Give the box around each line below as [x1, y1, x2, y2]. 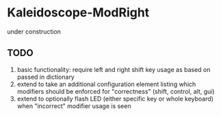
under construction [7, 27, 62, 36]
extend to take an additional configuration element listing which [16, 80, 196, 88]
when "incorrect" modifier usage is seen [16, 101, 131, 110]
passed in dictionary [16, 73, 75, 81]
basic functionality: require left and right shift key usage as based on [16, 65, 211, 73]
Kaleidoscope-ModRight [7, 5, 150, 21]
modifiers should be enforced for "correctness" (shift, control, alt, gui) [16, 87, 215, 95]
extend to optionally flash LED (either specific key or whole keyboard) [16, 94, 214, 103]
